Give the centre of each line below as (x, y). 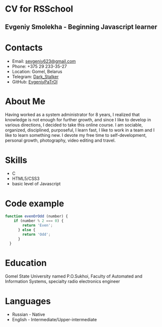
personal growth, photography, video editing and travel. (60, 140)
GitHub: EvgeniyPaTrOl (35, 82)
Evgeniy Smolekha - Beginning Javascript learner (81, 27)
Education (26, 263)
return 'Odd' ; (37, 234)
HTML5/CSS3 (26, 179)
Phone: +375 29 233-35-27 (39, 66)
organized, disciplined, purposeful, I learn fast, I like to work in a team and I (80, 130)
